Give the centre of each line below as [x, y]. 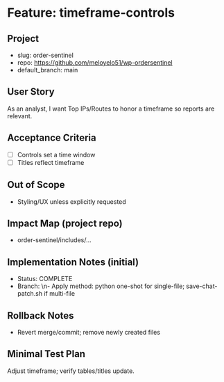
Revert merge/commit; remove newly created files [89, 332]
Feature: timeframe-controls [91, 13]
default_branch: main [48, 70]
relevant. [20, 116]
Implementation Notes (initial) [73, 262]
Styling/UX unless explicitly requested [71, 201]
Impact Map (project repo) [65, 223]
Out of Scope [36, 185]
